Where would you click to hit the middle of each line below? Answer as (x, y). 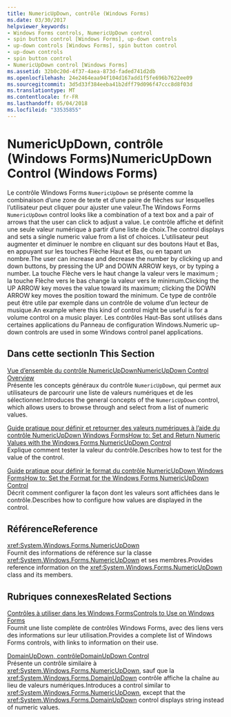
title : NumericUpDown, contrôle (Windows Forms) (78, 13)
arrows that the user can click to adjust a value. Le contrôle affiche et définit (115, 222)
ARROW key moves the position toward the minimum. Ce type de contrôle (112, 295)
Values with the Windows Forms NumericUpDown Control (89, 442)
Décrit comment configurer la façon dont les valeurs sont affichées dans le (113, 493)
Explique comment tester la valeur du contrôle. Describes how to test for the (114, 450)
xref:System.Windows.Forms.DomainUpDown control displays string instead (115, 700)
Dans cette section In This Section (81, 354)
